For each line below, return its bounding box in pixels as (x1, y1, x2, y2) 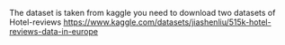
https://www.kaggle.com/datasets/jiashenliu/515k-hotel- (63, 17, 272, 27)
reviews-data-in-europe (9, 26, 99, 36)
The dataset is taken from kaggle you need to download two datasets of (9, 8, 276, 18)
